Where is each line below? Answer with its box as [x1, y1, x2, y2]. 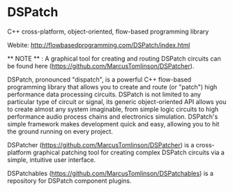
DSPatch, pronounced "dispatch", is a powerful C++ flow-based [7, 75, 192, 84]
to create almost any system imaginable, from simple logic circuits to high [7, 105, 219, 113]
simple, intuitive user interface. [7, 155, 96, 164]
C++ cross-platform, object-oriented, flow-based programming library [7, 27, 209, 36]
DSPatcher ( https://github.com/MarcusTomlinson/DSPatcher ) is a [7, 140, 195, 149]
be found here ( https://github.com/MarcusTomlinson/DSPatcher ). [7, 61, 195, 70]
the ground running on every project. [7, 127, 114, 135]
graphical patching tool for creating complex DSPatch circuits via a [32, 148, 225, 156]
